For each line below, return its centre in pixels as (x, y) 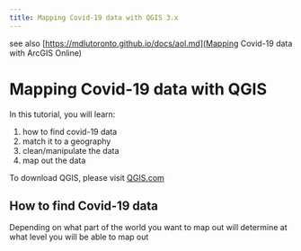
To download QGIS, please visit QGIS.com (87, 177)
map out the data (54, 160)
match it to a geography (66, 141)
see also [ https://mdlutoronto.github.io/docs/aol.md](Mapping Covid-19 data (151, 43)
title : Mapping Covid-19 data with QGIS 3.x (94, 18)
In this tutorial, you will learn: (62, 114)
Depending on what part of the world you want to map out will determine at (148, 228)
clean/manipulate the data (71, 150)
